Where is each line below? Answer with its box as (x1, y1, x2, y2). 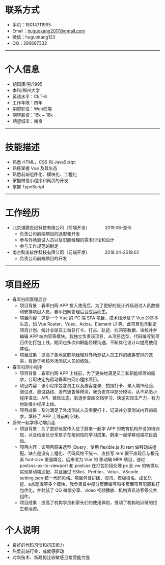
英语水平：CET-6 (12, 93, 47, 99)
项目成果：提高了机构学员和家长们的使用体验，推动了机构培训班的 (19, 499, 153, 505)
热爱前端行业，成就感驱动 (12, 548, 64, 554)
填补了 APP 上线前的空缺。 (28, 413, 82, 419)
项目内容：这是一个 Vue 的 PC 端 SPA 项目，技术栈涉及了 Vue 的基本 (19, 315, 159, 321)
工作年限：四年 (12, 100, 43, 105)
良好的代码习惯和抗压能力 (12, 542, 64, 548)
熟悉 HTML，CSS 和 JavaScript (12, 159, 76, 165)
